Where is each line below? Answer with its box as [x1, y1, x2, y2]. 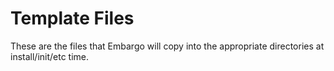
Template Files [10, 7, 135, 30]
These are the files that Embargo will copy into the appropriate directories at [10, 40, 325, 52]
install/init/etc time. [10, 50, 90, 62]
